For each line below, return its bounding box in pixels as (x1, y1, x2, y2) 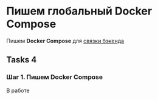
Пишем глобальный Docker (6, 4, 153, 18)
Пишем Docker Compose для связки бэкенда (6, 37, 125, 44)
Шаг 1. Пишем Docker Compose (6, 73, 103, 81)
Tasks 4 (6, 55, 37, 65)
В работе (6, 87, 30, 94)
